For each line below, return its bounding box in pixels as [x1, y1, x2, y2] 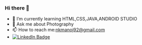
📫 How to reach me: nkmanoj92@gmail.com [12, 27, 105, 33]
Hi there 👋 [5, 4, 30, 11]
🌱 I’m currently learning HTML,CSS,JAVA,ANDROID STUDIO [12, 16, 138, 22]
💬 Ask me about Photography [12, 21, 74, 27]
